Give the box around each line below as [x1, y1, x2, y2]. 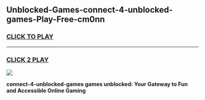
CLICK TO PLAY [6, 33, 54, 41]
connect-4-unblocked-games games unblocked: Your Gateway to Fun [6, 80, 188, 87]
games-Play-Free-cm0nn [6, 15, 106, 25]
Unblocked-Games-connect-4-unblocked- [6, 5, 173, 15]
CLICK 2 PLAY [6, 55, 49, 64]
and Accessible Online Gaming [6, 87, 86, 94]
